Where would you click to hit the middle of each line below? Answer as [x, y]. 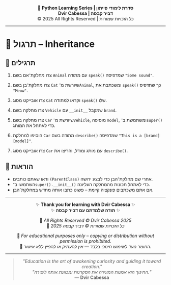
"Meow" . [20, 90]
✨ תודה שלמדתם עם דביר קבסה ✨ [85, 210]
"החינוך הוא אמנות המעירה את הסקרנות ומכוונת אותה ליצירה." [92, 272]
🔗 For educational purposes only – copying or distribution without [85, 236]
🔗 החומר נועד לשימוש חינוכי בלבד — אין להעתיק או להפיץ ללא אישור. [85, 246]
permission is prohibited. [85, 241]
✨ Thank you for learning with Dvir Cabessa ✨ [85, 204]
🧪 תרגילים [20, 63]
